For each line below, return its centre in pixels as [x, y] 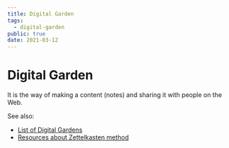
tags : [15, 21]
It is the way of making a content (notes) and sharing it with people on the [115, 95]
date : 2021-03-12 [33, 40]
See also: [21, 116]
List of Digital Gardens [50, 130]
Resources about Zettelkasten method [73, 137]
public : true [27, 34]
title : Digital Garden [41, 14]
